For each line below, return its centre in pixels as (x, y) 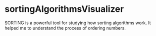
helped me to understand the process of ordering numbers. (65, 28)
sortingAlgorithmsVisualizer (64, 9)
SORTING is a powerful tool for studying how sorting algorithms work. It (78, 23)
